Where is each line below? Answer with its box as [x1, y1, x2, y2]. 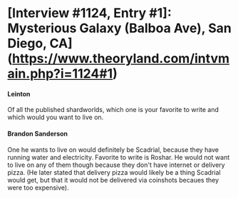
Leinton [7, 89, 31, 98]
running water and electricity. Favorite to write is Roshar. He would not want [7, 153, 230, 161]
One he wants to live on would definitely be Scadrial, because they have [7, 145, 219, 154]
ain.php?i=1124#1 [7, 66, 113, 82]
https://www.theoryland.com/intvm [11, 51, 230, 67]
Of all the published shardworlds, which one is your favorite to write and [7, 106, 219, 114]
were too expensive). [7, 183, 69, 192]
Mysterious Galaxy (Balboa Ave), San [7, 20, 232, 36]
